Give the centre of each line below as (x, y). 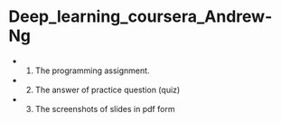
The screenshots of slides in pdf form (105, 109)
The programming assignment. (92, 71)
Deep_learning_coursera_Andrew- (140, 17)
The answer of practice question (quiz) (108, 90)
